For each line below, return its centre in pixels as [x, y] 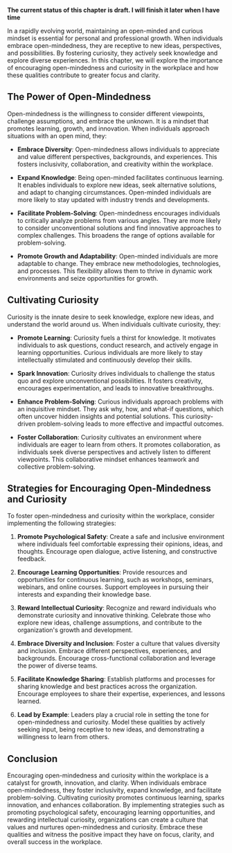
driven [26, 424]
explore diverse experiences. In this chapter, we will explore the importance [115, 60]
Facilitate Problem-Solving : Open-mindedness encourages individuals [118, 213]
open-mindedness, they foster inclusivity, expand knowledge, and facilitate [114, 790]
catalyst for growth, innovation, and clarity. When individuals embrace [107, 783]
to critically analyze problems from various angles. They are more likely [119, 220]
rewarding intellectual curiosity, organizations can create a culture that [108, 820]
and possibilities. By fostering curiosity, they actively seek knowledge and [113, 53]
